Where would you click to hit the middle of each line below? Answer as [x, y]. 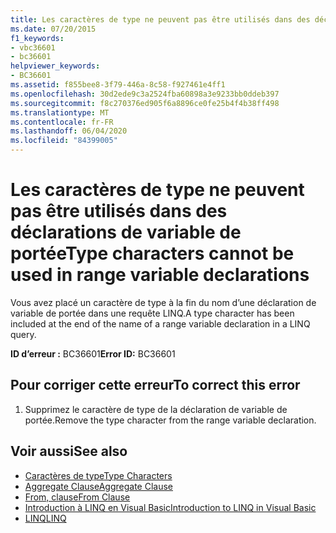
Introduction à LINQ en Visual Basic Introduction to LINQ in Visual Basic [170, 507]
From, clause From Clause [77, 497]
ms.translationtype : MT [60, 112]
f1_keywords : [37, 38]
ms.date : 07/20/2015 [53, 29]
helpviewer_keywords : [55, 66]
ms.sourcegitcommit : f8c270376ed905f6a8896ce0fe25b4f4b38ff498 [145, 103]
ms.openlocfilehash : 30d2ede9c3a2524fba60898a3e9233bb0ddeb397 [145, 94]
